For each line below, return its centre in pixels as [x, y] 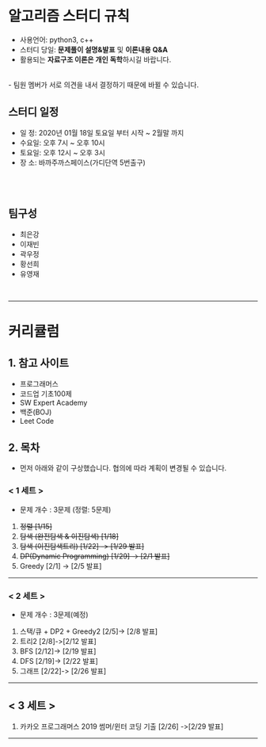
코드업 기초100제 [46, 394]
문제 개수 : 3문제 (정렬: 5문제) [65, 509]
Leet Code [36, 421]
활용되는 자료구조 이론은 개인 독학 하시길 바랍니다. [95, 59]
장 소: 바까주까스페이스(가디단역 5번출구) [83, 162]
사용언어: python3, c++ [57, 40]
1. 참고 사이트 [38, 363]
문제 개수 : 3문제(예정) [54, 614]
